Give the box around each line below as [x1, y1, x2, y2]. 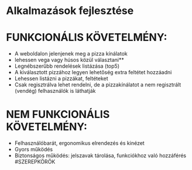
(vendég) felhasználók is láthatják [14, 88, 96, 95]
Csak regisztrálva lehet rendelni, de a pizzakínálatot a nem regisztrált [14, 81, 181, 88]
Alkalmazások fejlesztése [6, 4, 134, 18]
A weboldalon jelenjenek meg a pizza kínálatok [14, 50, 128, 57]
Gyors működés [14, 146, 53, 153]
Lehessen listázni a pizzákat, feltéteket [14, 75, 108, 82]
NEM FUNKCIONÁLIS [6, 108, 110, 121]
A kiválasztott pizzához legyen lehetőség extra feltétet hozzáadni [14, 69, 172, 76]
